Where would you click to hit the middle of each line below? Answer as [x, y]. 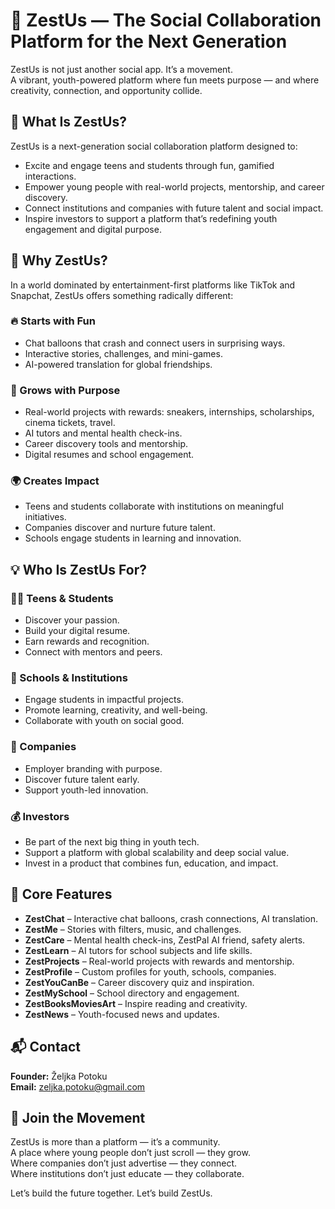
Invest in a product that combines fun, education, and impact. [151, 863]
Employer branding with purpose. [93, 768]
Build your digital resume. [77, 631]
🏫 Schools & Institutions [69, 678]
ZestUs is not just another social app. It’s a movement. [121, 69]
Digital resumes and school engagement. [109, 455]
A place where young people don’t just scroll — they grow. [130, 1153]
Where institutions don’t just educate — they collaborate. [127, 1174]
